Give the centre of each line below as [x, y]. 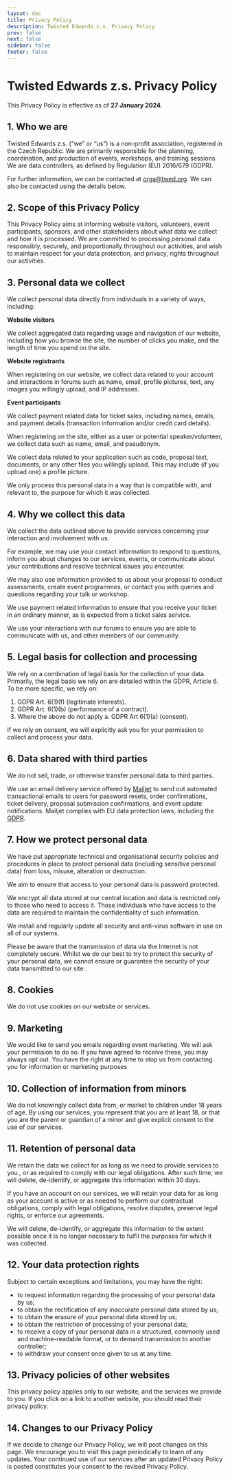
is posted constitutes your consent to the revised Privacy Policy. [98, 1467]
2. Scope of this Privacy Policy [73, 208]
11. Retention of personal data [71, 1149]
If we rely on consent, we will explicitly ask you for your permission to [105, 730]
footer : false [27, 52]
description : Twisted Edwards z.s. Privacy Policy [81, 26]
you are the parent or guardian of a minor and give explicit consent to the [111, 1119]
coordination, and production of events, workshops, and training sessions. [112, 158]
